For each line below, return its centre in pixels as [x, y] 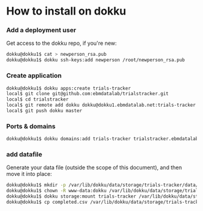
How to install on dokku [66, 11]
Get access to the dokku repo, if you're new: [62, 43]
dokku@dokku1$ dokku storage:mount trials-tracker [71, 196]
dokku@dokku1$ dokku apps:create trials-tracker [69, 88]
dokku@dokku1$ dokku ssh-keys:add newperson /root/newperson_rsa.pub [96, 60]
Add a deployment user [41, 30]
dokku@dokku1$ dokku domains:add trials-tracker [69, 139]
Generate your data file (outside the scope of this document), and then [94, 167]
